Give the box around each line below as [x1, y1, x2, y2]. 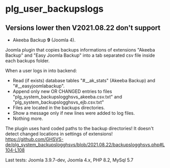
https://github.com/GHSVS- [5, 136, 64, 142]
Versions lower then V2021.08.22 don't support [5, 23, 161, 32]
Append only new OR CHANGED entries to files [12, 88, 112, 94]
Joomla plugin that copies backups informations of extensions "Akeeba [5, 47, 155, 53]
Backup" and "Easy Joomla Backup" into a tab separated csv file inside [5, 52, 155, 58]
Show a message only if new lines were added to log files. [12, 110, 135, 116]
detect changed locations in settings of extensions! [5, 131, 113, 137]
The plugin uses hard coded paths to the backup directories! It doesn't [5, 126, 154, 131]
